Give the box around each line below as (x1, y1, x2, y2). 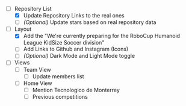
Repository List (14, 5, 52, 12)
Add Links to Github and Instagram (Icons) (23, 45, 129, 53)
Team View (23, 66, 52, 73)
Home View (23, 79, 52, 87)
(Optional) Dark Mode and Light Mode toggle (23, 52, 135, 60)
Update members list (32, 72, 85, 80)
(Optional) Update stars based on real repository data (23, 19, 157, 26)
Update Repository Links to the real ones (23, 12, 125, 19)
